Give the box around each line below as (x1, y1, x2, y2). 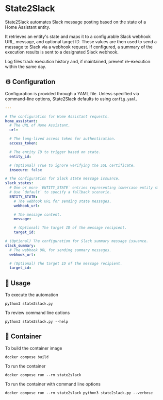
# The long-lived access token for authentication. (9, 137, 116, 141)
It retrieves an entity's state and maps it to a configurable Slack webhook (5, 34, 151, 39)
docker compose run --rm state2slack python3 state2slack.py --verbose (5, 390, 153, 395)
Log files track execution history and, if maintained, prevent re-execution (5, 58, 150, 64)
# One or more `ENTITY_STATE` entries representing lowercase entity (9, 185, 153, 190)
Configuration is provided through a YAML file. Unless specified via (5, 90, 139, 96)
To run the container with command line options (5, 381, 101, 387)
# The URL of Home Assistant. (9, 123, 70, 128)
